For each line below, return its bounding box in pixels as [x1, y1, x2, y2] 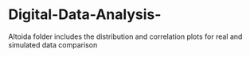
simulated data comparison [8, 40, 98, 49]
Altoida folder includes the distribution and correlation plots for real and [8, 32, 243, 41]
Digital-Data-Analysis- [8, 6, 162, 24]
